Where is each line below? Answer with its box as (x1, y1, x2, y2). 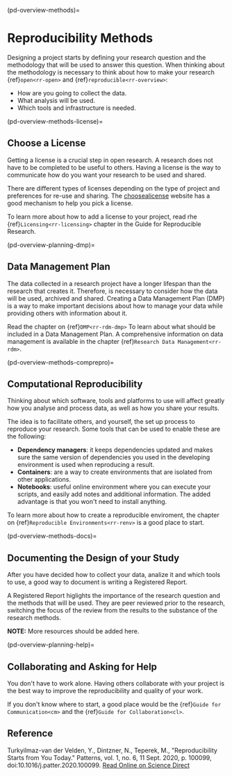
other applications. (17, 475, 72, 484)
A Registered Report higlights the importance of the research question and (7, 592, 220, 600)
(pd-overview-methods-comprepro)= (7, 358, 115, 366)
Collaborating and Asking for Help (7, 660, 158, 672)
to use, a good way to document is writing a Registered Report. (7, 578, 188, 587)
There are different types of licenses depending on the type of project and (7, 184, 220, 192)
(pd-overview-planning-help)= (7, 640, 95, 649)
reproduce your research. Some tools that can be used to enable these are (7, 425, 221, 434)
